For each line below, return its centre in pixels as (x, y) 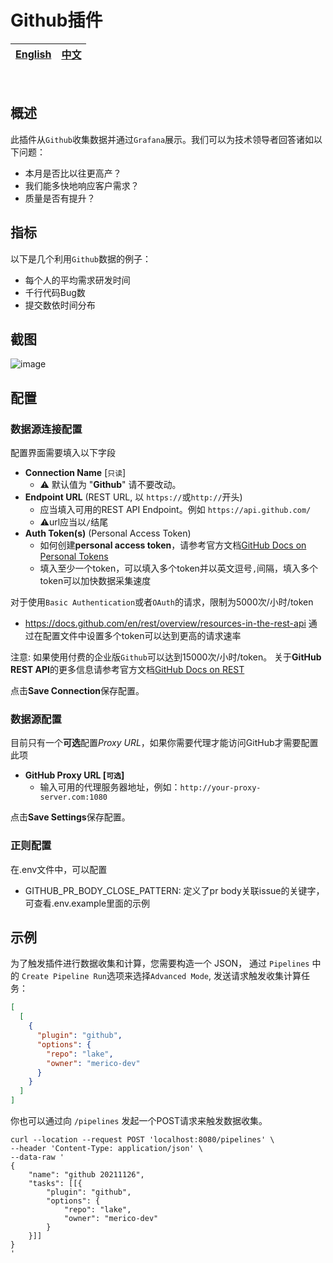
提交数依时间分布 (60, 305)
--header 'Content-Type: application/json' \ (106, 1149)
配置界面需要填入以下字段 (63, 453)
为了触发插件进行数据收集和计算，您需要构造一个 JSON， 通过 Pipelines (160, 963)
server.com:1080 (73, 797)
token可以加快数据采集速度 (95, 581)
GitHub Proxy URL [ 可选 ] (74, 775)
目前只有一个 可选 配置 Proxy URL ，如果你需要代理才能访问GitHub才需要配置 (164, 743)
